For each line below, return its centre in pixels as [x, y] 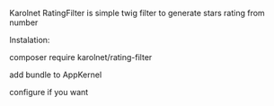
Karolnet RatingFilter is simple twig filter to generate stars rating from [137, 13]
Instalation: [30, 40]
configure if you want [49, 92]
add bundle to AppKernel [56, 75]
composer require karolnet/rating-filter [81, 57]
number [24, 22]
